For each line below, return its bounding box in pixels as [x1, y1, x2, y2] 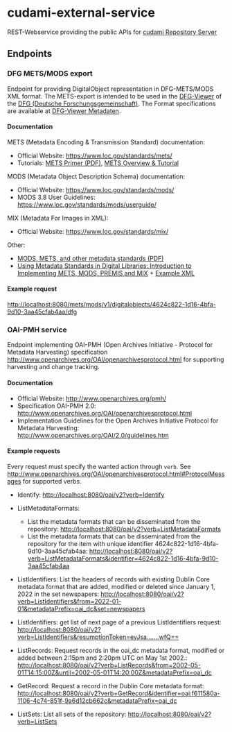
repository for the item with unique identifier [27, 539, 154, 547]
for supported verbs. [22, 477, 82, 485]
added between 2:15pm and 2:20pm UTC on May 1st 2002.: [17, 654, 188, 662]
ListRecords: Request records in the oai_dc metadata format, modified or [17, 646, 225, 654]
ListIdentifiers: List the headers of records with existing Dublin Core [17, 574, 210, 584]
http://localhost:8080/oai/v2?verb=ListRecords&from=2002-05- [17, 661, 201, 669]
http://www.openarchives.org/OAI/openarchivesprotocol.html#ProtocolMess [7, 470, 225, 478]
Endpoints [7, 48, 53, 60]
